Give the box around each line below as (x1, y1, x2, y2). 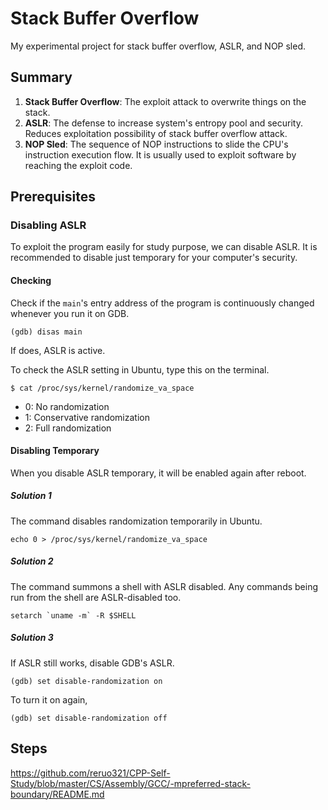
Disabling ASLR (10, 218, 87, 232)
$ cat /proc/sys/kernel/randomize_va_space (10, 383, 195, 393)
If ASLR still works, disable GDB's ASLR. (10, 657, 175, 669)
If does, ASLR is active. (10, 344, 106, 356)
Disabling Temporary (10, 445, 100, 457)
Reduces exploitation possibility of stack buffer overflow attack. (24, 127, 288, 139)
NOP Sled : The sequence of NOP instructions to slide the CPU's (24, 138, 289, 150)
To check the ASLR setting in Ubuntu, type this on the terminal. (10, 363, 270, 376)
